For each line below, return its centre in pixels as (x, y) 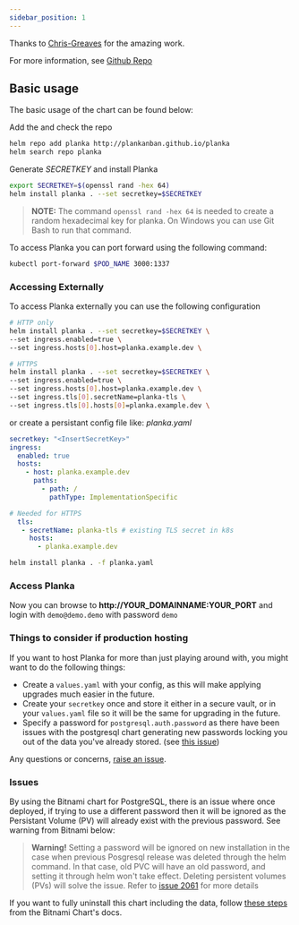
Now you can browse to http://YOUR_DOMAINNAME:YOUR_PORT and (141, 605)
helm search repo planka (56, 152)
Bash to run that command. (81, 230)
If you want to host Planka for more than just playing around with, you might (149, 657)
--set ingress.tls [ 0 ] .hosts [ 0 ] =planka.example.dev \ (110, 405)
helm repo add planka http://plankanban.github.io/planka (120, 144)
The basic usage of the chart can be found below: (102, 110)
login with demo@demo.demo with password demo (94, 615)
